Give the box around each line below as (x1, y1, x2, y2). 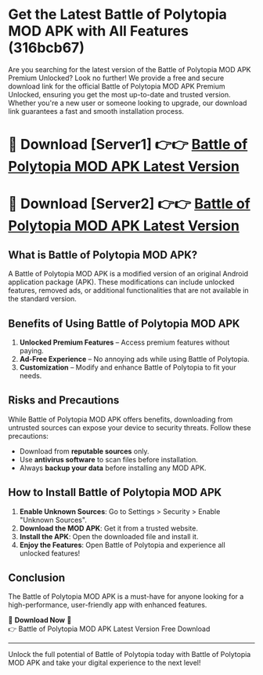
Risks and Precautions (8, 394, 120, 407)
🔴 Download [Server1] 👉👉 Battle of (8, 136, 248, 154)
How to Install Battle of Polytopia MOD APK (8, 486, 222, 499)
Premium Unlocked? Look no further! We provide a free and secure (8, 73, 225, 82)
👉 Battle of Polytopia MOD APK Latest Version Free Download (8, 624, 211, 633)
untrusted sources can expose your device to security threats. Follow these (8, 422, 252, 432)
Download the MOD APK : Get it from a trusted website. (19, 524, 198, 533)
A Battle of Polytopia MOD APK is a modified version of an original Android (8, 269, 249, 279)
